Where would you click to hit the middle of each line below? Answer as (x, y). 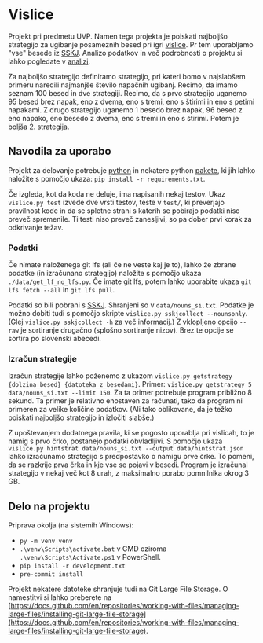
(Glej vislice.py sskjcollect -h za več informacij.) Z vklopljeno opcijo (123, 322)
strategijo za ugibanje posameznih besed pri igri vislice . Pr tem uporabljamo (131, 44)
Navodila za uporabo (60, 151)
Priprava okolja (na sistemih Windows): (71, 525)
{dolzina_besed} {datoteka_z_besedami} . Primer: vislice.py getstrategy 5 (130, 384)
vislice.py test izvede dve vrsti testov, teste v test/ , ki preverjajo (117, 202)
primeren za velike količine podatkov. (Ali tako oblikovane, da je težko (121, 410)
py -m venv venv (46, 541)
